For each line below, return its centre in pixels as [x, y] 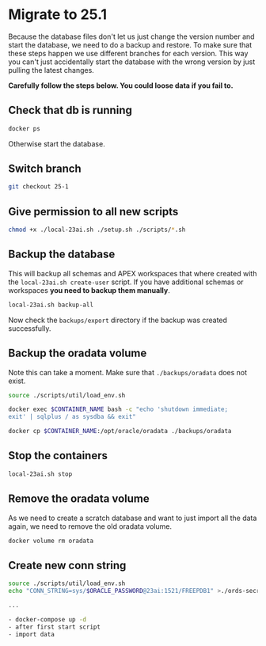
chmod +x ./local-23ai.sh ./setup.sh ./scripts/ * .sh [97, 230]
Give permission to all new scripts [93, 211]
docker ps [25, 128]
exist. [17, 381]
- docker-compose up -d [47, 619]
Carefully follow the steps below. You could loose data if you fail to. [121, 85]
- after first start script [55, 627]
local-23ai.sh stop [40, 474]
